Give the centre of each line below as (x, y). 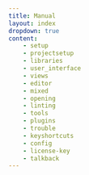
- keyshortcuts (49, 135)
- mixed (36, 91)
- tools (36, 114)
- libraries (43, 61)
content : (23, 38)
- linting (40, 106)
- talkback (41, 158)
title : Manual (32, 16)
